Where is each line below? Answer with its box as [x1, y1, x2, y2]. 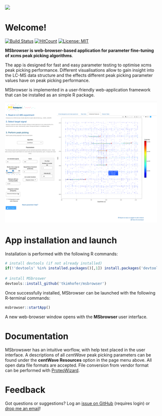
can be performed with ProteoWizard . [5, 367, 80, 373]
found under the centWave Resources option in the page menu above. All [5, 357, 152, 363]
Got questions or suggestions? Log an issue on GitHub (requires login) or [5, 400, 150, 406]
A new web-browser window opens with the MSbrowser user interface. [5, 314, 148, 320]
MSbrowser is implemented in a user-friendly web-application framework [5, 87, 151, 92]
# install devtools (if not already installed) [5, 261, 103, 266]
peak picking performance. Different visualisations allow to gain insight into [5, 67, 154, 73]
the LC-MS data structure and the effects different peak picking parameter [5, 72, 153, 78]
